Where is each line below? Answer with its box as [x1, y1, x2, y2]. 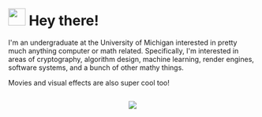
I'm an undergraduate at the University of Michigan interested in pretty [8, 38, 238, 47]
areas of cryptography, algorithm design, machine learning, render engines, [8, 54, 255, 64]
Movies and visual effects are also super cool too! [8, 78, 170, 87]
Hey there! [28, 12, 99, 30]
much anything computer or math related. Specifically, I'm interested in [8, 46, 239, 55]
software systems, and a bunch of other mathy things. [8, 63, 184, 72]
